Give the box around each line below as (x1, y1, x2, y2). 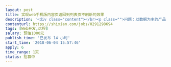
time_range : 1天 (5, 49, 39, 54)
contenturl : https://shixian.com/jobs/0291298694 (5, 21, 113, 27)
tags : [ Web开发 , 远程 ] (5, 26, 48, 31)
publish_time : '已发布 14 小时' (5, 36, 70, 41)
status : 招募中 (5, 54, 35, 59)
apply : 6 (5, 45, 24, 50)
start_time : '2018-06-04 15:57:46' (5, 40, 81, 45)
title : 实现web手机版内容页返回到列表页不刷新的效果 (5, 12, 105, 17)
